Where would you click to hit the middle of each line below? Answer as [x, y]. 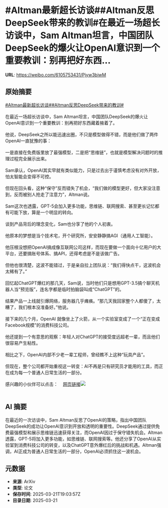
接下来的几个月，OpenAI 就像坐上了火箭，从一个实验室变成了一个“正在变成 [83, 319]
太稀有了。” [16, 271]
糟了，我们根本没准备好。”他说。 [38, 307]
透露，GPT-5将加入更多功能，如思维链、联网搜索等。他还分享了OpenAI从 [81, 439]
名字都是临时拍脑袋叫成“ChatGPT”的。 [84, 289]
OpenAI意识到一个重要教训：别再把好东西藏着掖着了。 [61, 123]
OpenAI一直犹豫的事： [28, 141]
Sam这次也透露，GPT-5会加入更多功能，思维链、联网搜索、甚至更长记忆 [80, 206]
